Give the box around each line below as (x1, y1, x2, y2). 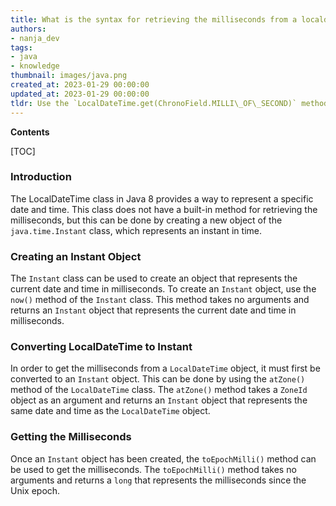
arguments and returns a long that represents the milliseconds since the (10, 474, 307, 486)
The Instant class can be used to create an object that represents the (10, 272, 298, 285)
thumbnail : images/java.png (10, 71, 128, 81)
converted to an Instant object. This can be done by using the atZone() (10, 373, 306, 385)
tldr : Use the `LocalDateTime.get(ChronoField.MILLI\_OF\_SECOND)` (10, 98, 298, 108)
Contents (10, 126, 50, 138)
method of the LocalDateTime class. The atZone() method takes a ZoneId (10, 384, 308, 396)
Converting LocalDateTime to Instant (10, 340, 193, 354)
